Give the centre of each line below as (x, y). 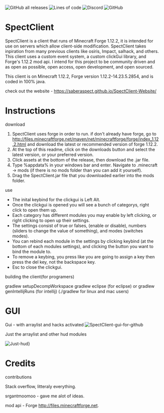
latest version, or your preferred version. (53, 155)
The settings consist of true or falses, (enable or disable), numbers (79, 226)
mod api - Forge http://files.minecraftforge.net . (52, 405)
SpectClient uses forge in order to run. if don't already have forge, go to (84, 134)
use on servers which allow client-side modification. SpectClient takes (76, 46)
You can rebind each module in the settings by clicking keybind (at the (83, 241)
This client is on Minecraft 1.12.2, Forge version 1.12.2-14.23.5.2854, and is (79, 76)
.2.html (19, 144)
